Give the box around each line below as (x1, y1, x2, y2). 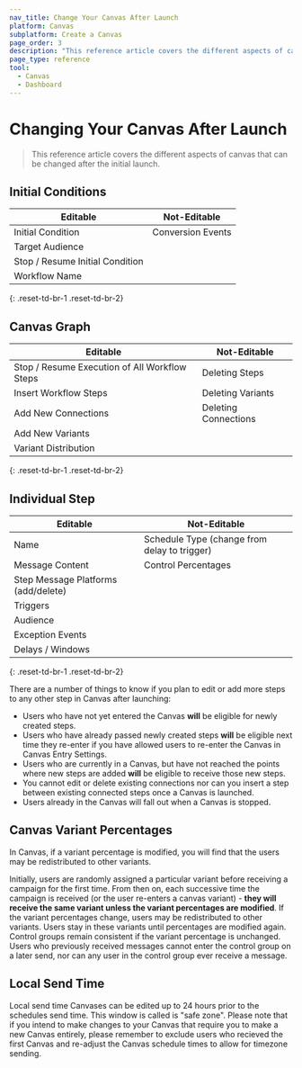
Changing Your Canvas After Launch (9, 119, 288, 139)
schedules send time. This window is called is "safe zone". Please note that (9, 1010, 289, 1020)
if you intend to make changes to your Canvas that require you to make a (9, 1019, 279, 1030)
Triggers (13, 599, 49, 612)
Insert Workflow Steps (13, 387, 108, 399)
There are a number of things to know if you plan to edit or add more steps (9, 684, 286, 694)
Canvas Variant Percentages (9, 822, 173, 838)
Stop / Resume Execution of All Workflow (13, 361, 187, 373)
